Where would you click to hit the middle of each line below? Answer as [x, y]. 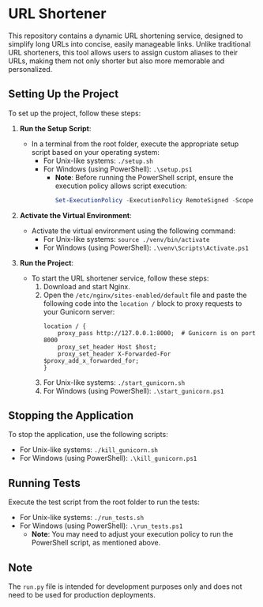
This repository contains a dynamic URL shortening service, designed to [126, 36]
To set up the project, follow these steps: [75, 113]
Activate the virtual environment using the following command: [133, 231]
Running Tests [44, 483]
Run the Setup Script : [55, 128]
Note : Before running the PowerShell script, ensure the [144, 177]
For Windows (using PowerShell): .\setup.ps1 [118, 169]
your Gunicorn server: [79, 311]
